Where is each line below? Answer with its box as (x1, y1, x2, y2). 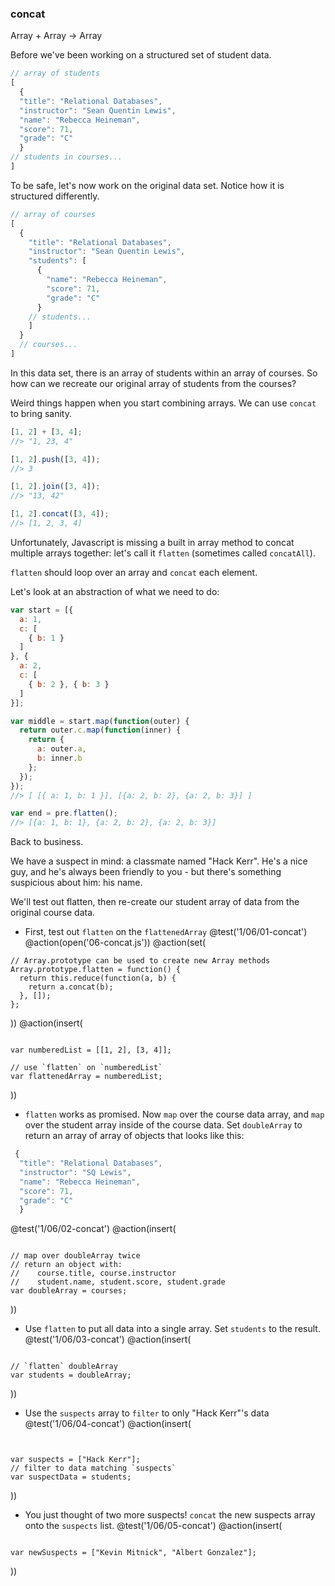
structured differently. (10, 190, 100, 202)
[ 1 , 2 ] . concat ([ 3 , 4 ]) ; (10, 509, 110, 519)
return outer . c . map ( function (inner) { (19, 725, 182, 736)
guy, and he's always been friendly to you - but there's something (10, 866, 282, 878)
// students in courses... (10, 152, 123, 162)
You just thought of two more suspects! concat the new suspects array (24, 1509, 316, 1521)
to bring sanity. (10, 407, 72, 419)
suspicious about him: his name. (10, 877, 143, 889)
